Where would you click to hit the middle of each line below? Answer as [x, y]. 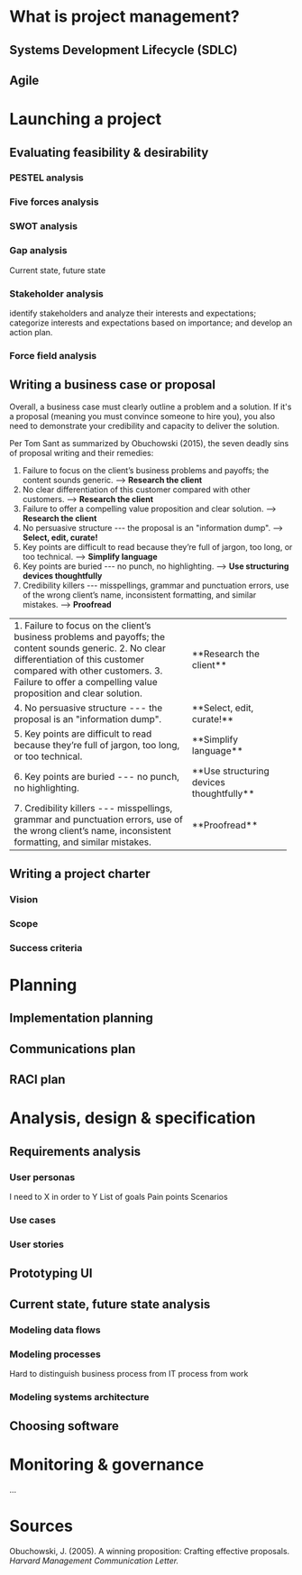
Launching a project [86, 119]
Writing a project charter [80, 874]
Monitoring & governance [107, 1465]
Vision [24, 899]
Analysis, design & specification [133, 1118]
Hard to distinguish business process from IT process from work [129, 1373]
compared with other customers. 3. [88, 671]
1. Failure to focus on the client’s [82, 626]
